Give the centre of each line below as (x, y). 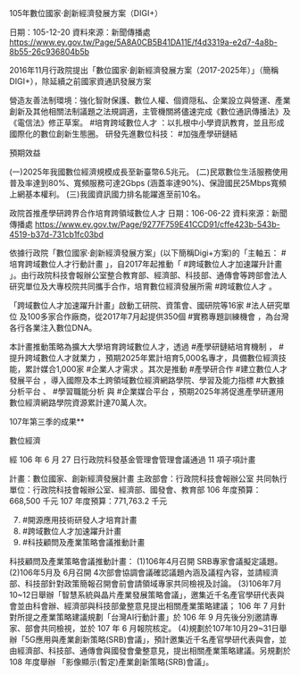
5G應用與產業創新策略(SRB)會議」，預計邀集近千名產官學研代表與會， (152, 639)
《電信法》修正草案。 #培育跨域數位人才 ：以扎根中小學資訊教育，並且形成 (147, 122)
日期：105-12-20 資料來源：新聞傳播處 (80, 32)
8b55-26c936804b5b (50, 51)
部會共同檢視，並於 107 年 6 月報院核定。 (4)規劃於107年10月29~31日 (152, 628)
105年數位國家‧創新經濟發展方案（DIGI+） (86, 13)
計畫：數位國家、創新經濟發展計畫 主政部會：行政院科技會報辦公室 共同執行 (148, 478)
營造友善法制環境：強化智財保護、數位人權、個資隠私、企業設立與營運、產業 (150, 100)
